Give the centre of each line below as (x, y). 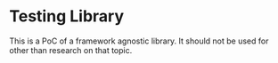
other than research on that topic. (71, 50)
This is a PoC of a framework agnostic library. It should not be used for (139, 41)
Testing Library (67, 16)
